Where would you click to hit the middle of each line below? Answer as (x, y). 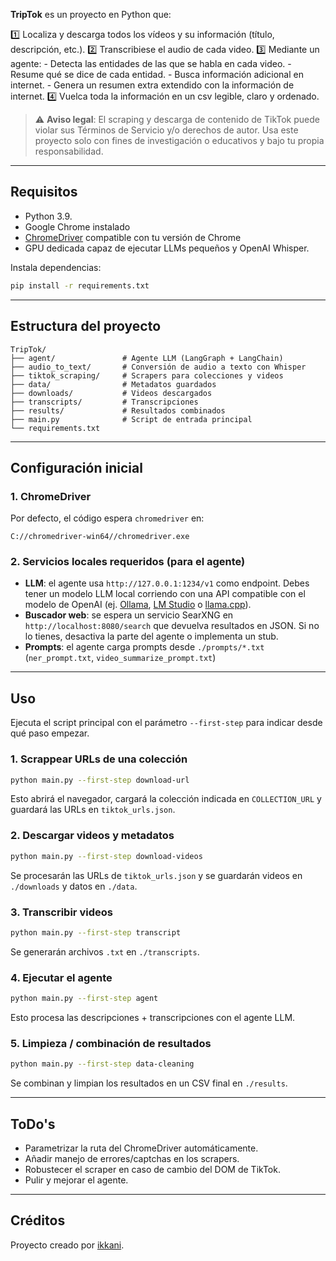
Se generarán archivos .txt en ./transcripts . (105, 951)
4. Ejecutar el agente (61, 977)
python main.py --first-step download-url (100, 780)
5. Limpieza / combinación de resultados (111, 1043)
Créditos (38, 1220)
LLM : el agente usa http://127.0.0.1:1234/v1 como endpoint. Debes (167, 583)
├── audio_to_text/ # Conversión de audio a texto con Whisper (158, 367)
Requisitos (44, 192)
